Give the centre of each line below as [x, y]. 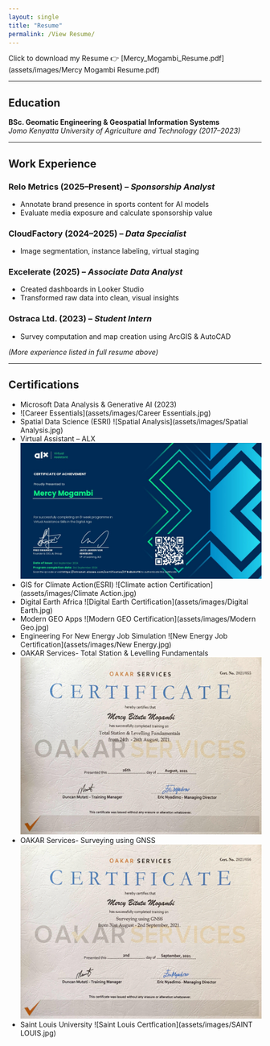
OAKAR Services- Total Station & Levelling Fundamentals [114, 653]
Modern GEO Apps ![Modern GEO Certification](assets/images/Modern [138, 618]
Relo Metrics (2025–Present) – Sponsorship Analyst [112, 187]
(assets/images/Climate [59, 593]
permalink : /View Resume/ [51, 34]
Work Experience [53, 164]
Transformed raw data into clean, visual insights [99, 298]
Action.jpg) [118, 593]
